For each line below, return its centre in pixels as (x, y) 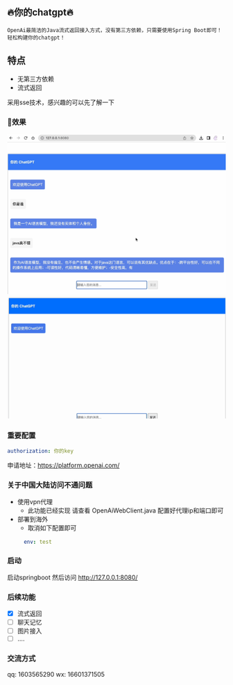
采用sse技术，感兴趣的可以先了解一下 (61, 102)
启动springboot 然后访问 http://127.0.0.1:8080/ (72, 577)
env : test (38, 542)
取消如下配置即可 (52, 528)
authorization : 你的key (41, 451)
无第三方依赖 (35, 79)
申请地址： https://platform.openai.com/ (63, 465)
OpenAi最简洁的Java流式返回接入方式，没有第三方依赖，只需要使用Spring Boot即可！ (115, 30)
